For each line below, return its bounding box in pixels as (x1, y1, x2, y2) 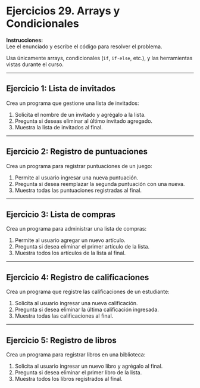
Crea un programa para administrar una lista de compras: (6, 225, 147, 232)
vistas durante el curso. (6, 61, 64, 68)
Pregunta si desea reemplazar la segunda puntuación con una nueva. (14, 180, 185, 187)
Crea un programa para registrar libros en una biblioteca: (6, 351, 146, 358)
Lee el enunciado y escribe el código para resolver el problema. (6, 43, 162, 50)
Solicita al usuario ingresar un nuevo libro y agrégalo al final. (14, 362, 163, 370)
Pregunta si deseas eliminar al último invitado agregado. (14, 117, 153, 125)
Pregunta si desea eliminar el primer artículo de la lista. (14, 243, 150, 250)
